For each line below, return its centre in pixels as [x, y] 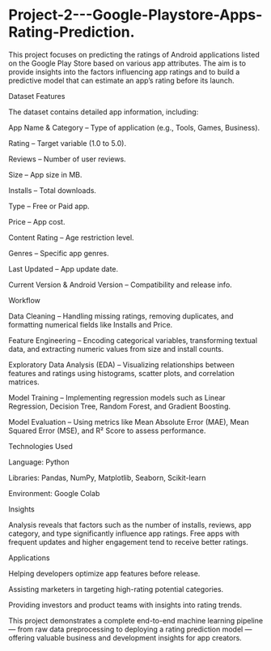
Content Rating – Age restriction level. [72, 238]
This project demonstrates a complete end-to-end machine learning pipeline [136, 620]
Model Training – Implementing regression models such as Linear [117, 397]
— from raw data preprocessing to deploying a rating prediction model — [130, 629]
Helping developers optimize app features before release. [104, 573]
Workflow [24, 300]
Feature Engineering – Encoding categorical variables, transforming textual [133, 340]
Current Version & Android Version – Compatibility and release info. [120, 285]
